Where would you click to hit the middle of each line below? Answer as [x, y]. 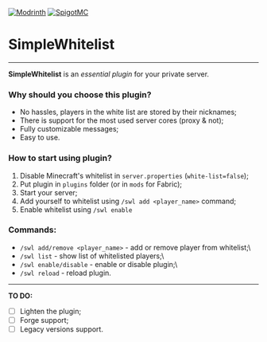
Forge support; [44, 320]
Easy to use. [40, 138]
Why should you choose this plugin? [80, 94]
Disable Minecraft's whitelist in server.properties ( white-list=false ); [134, 175]
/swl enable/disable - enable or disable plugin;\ [99, 264]
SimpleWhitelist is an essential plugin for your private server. [108, 74]
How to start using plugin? [60, 158]
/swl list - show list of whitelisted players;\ [92, 256]
